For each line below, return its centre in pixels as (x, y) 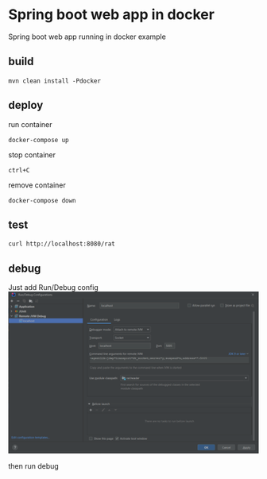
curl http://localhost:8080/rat (62, 244)
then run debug (34, 466)
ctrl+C (19, 170)
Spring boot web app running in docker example (87, 37)
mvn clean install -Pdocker (55, 81)
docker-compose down (43, 200)
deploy (26, 105)
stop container (32, 155)
